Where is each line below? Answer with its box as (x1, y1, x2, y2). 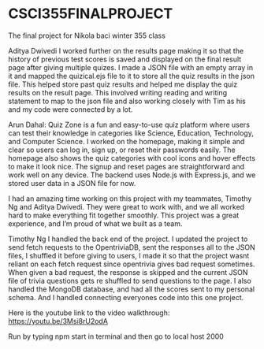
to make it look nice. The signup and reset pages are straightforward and (8, 162, 244, 171)
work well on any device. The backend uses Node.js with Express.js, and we (8, 170, 256, 180)
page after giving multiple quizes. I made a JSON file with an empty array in (8, 62, 254, 72)
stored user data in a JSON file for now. (8, 178, 136, 187)
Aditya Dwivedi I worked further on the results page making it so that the (8, 46, 244, 55)
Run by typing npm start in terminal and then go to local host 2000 (8, 332, 225, 341)
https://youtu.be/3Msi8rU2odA (8, 316, 109, 325)
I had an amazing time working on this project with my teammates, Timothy (8, 194, 252, 203)
